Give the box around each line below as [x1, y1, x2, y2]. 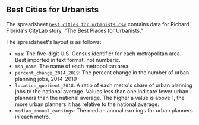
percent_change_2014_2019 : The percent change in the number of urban [14, 68, 189, 76]
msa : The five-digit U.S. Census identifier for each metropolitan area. [14, 50, 182, 57]
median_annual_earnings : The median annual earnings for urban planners [14, 107, 193, 114]
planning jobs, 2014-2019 [14, 75, 77, 82]
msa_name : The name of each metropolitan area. [14, 62, 130, 70]
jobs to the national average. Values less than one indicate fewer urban [14, 87, 189, 95]
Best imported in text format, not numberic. [14, 56, 121, 63]
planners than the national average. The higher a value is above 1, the [14, 94, 185, 101]
